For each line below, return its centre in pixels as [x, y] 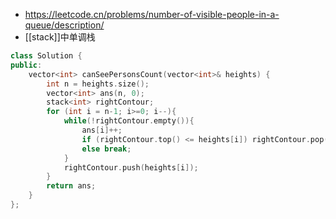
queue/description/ [64, 25]
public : [26, 65]
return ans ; [71, 186]
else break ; [106, 149]
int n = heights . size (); [98, 84]
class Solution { [46, 56]
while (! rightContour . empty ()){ [129, 121]
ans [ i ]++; [102, 130]
